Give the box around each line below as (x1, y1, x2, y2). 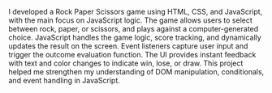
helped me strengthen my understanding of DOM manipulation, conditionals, (8, 67, 265, 76)
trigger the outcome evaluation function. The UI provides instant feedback (8, 50, 257, 59)
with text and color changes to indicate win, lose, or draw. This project (8, 58, 244, 68)
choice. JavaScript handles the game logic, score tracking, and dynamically (8, 32, 261, 42)
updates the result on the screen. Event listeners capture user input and (8, 41, 248, 51)
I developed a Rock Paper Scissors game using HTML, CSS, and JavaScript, (8, 7, 263, 16)
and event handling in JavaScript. (8, 76, 120, 85)
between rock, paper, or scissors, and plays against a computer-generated (8, 24, 259, 33)
